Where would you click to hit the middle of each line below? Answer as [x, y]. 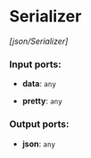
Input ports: [35, 64]
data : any [39, 84]
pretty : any [42, 101]
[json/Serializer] [39, 41]
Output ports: [39, 124]
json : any [39, 144]
